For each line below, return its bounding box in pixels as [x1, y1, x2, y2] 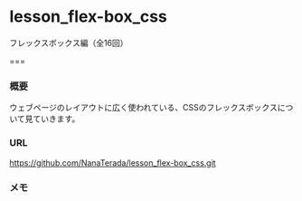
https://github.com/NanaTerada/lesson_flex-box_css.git [9, 157, 216, 168]
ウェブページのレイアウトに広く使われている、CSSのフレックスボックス [9, 102, 278, 113]
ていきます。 [33, 113, 80, 124]
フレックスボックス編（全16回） [9, 37, 128, 48]
